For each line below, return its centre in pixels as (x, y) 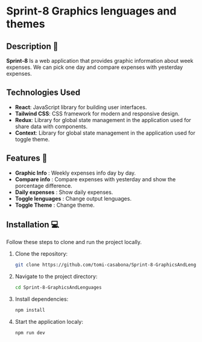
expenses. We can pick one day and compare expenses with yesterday (95, 67)
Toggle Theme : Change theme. (55, 205)
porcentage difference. (43, 186)
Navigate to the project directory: (56, 277)
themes (26, 24)
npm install (30, 310)
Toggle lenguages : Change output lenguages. (73, 198)
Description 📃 (32, 46)
